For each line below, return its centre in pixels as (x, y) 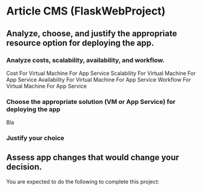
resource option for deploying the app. (80, 43)
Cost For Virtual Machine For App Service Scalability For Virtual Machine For (101, 73)
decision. (24, 167)
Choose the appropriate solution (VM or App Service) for (91, 102)
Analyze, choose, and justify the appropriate (92, 34)
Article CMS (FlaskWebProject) (86, 11)
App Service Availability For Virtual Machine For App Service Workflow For (99, 79)
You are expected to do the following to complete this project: (83, 181)
